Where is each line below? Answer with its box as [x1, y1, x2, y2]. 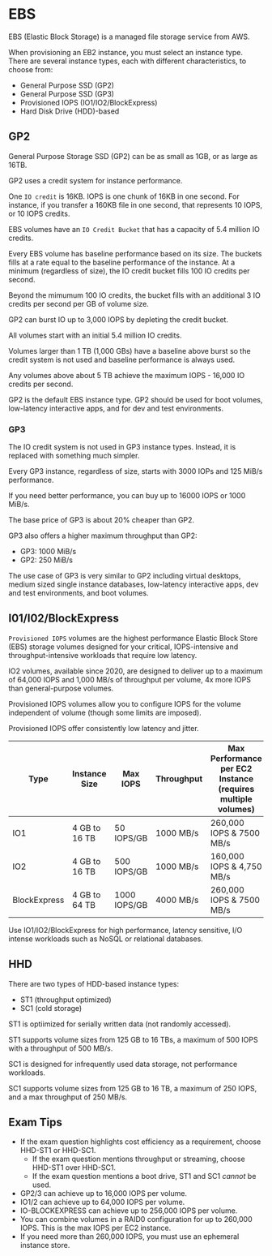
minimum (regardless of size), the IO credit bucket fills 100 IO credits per [8, 265, 250, 276]
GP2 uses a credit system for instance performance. [8, 175, 183, 185]
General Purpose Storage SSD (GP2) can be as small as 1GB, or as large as [8, 151, 258, 161]
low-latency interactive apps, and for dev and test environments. [8, 403, 224, 413]
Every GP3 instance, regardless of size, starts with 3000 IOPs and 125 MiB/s [8, 467, 263, 476]
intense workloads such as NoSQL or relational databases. [8, 934, 204, 944]
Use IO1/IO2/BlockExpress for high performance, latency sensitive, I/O [8, 925, 243, 935]
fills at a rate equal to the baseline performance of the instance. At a [8, 257, 236, 267]
